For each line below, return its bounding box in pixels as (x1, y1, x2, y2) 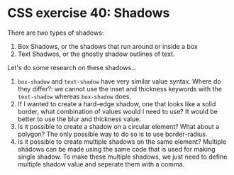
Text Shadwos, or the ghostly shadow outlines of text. (17, 50, 175, 58)
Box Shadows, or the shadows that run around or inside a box (17, 42, 199, 50)
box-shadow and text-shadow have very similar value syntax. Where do (17, 77, 221, 86)
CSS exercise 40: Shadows (7, 5, 170, 21)
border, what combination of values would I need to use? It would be (17, 107, 218, 115)
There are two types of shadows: (7, 28, 104, 37)
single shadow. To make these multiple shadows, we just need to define (17, 152, 228, 161)
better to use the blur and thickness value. (17, 115, 142, 123)
